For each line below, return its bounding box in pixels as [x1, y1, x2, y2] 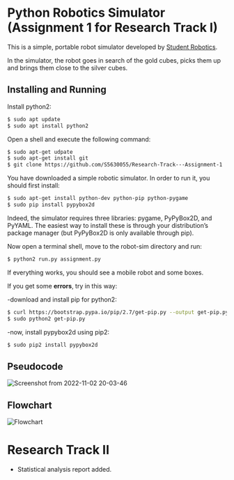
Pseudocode [7, 360, 64, 372]
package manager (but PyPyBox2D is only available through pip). [7, 229, 194, 237]
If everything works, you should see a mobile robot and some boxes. [7, 268, 204, 277]
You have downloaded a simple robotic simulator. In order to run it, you [7, 174, 210, 183]
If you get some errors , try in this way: [7, 281, 118, 290]
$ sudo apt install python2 [7, 122, 89, 130]
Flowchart [7, 399, 52, 411]
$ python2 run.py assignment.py [7, 256, 101, 263]
